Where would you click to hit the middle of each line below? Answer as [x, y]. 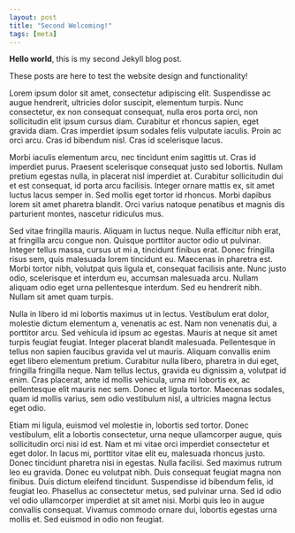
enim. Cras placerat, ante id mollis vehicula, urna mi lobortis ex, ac [130, 380]
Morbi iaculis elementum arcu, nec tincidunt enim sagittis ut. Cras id [132, 158]
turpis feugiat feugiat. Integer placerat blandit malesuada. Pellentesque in [143, 343]
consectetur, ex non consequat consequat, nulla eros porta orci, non [133, 112]
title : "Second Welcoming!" [61, 26]
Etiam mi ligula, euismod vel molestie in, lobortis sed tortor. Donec [129, 425]
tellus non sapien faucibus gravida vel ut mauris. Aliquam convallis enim [140, 351]
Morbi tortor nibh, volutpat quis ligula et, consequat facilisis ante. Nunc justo [148, 269]
